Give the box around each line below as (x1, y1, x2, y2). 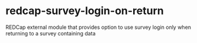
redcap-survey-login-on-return (5, 4, 164, 18)
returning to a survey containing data (5, 29, 96, 37)
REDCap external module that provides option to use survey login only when (5, 24, 192, 31)
